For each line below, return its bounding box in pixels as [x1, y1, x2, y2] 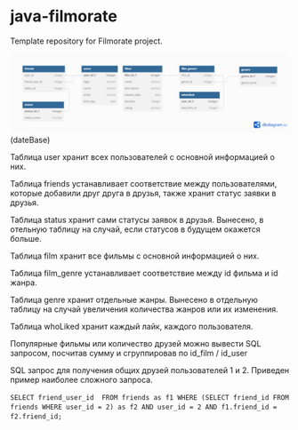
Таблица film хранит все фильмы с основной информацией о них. [10, 251, 260, 261]
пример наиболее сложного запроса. [10, 374, 154, 385]
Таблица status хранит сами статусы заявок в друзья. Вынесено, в [10, 214, 264, 225]
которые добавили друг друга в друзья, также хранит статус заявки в [10, 187, 277, 198]
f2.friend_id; [10, 411, 63, 421]
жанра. [10, 277, 38, 288]
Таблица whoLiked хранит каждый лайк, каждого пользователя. [10, 321, 254, 331]
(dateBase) [10, 134, 51, 145]
